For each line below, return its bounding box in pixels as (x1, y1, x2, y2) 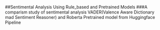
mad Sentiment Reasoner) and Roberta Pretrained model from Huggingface (5, 15, 156, 20)
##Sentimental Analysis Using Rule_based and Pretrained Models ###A (5, 4, 147, 10)
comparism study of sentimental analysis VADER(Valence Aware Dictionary (5, 9, 155, 15)
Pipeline (5, 19, 21, 25)
